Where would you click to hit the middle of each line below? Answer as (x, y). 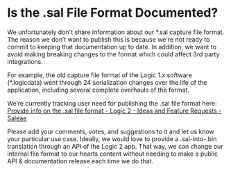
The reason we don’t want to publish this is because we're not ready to (109, 39)
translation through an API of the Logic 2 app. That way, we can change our (115, 146)
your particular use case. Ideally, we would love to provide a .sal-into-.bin (112, 139)
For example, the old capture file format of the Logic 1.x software (100, 75)
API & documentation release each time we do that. (80, 161)
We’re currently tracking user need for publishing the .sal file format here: (112, 103)
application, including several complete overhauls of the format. (98, 90)
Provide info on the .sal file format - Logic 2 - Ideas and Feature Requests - (114, 111)
